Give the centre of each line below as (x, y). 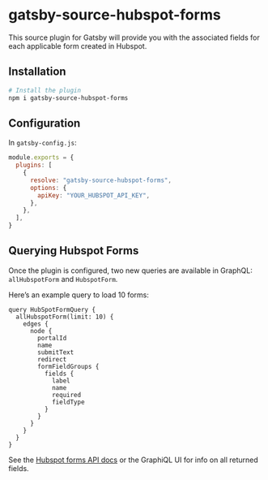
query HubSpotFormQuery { (52, 309)
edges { (36, 324)
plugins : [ (34, 165)
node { (41, 331)
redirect (52, 359)
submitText (56, 352)
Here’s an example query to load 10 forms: (79, 295)
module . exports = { (41, 158)
